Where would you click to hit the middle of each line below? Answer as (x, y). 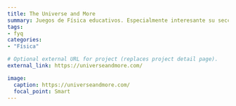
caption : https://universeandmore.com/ (72, 85)
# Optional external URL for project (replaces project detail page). (113, 59)
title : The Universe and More (52, 14)
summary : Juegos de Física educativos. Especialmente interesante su (111, 20)
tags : (15, 27)
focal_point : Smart (42, 91)
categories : (25, 40)
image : (17, 78)
